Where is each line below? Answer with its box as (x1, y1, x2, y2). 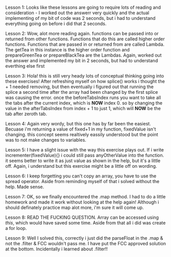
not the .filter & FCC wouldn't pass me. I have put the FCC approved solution (5, 241, 166, 246)
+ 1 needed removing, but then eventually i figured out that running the (5, 84, 154, 90)
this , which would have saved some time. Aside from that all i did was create (5, 220, 166, 226)
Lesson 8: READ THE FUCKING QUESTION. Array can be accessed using (5, 214, 159, 220)
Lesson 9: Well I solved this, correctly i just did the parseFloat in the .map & (5, 235, 163, 241)
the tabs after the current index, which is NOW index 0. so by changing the (5, 100, 162, 106)
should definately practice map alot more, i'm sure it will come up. (5, 204, 144, 211)
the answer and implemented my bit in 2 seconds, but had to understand (5, 58, 158, 63)
